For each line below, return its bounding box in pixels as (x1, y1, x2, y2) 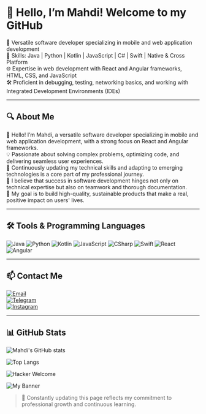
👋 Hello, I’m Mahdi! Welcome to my (6, 6, 187, 20)
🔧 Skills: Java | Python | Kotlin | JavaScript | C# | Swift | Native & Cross (6, 51, 185, 59)
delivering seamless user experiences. (6, 157, 104, 165)
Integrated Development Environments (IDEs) (6, 87, 121, 94)
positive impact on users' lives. (6, 196, 85, 204)
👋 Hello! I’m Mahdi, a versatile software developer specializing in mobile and (6, 131, 199, 138)
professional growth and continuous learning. (21, 401, 137, 408)
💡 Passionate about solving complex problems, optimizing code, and (6, 150, 180, 158)
